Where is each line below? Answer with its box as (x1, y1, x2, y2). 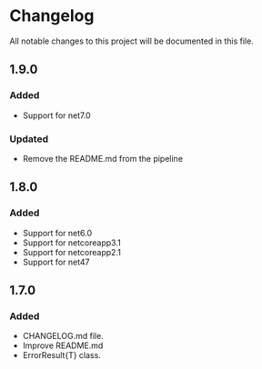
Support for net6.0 (22, 227, 93, 238)
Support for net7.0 (22, 110, 91, 121)
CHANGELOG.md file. (22, 331, 105, 342)
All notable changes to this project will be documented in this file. (9, 35, 255, 46)
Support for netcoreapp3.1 (22, 237, 121, 248)
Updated (9, 133, 48, 145)
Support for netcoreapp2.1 (22, 246, 121, 257)
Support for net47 (22, 256, 90, 267)
